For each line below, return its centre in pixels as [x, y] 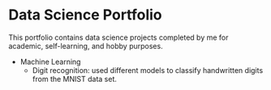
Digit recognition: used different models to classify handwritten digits [148, 70]
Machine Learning [50, 62]
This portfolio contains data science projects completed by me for [118, 37]
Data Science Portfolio [85, 15]
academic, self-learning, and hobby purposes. [86, 45]
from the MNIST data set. [75, 79]
